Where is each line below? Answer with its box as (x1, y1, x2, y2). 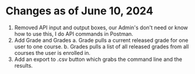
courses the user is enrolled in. (14, 49, 91, 56)
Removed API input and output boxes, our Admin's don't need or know (14, 24, 188, 31)
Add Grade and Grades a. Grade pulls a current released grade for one (14, 36, 189, 44)
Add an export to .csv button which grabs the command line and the (14, 55, 182, 63)
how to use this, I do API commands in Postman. (14, 30, 133, 37)
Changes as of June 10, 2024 (5, 4, 154, 18)
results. (14, 61, 33, 69)
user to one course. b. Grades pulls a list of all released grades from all (14, 43, 189, 50)
